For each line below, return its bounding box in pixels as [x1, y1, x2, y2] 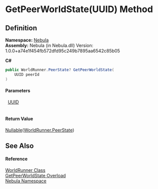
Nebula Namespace [5, 178, 47, 184]
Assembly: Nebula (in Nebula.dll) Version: [5, 42, 94, 49]
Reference [5, 156, 28, 162]
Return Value [5, 116, 33, 122]
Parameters [5, 87, 30, 94]
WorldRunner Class [5, 167, 46, 173]
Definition [5, 24, 37, 32]
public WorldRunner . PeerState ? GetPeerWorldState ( [5, 67, 114, 72]
